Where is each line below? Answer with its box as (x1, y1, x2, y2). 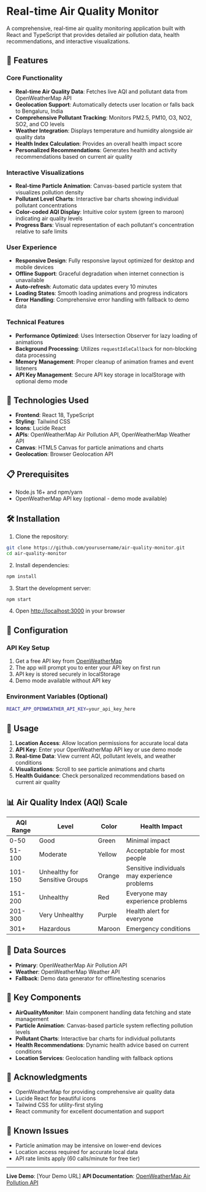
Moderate (39, 850, 67, 858)
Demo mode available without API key (15, 677, 112, 684)
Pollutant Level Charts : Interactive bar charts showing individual (15, 195, 179, 202)
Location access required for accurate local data (15, 1148, 138, 1156)
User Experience (6, 243, 57, 251)
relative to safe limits (15, 227, 68, 235)
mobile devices (15, 264, 54, 271)
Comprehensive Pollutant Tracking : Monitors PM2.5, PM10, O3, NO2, (15, 113, 193, 121)
